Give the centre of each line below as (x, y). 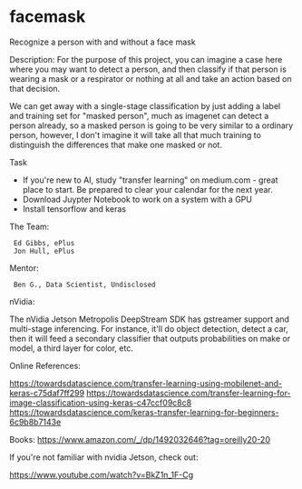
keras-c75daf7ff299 (47, 393)
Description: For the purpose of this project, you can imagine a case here (146, 59)
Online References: (45, 365)
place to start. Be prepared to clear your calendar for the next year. (148, 189)
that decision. (35, 88)
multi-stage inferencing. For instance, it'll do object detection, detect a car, (149, 328)
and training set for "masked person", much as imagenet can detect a (139, 115)
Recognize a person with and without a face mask (103, 42)
